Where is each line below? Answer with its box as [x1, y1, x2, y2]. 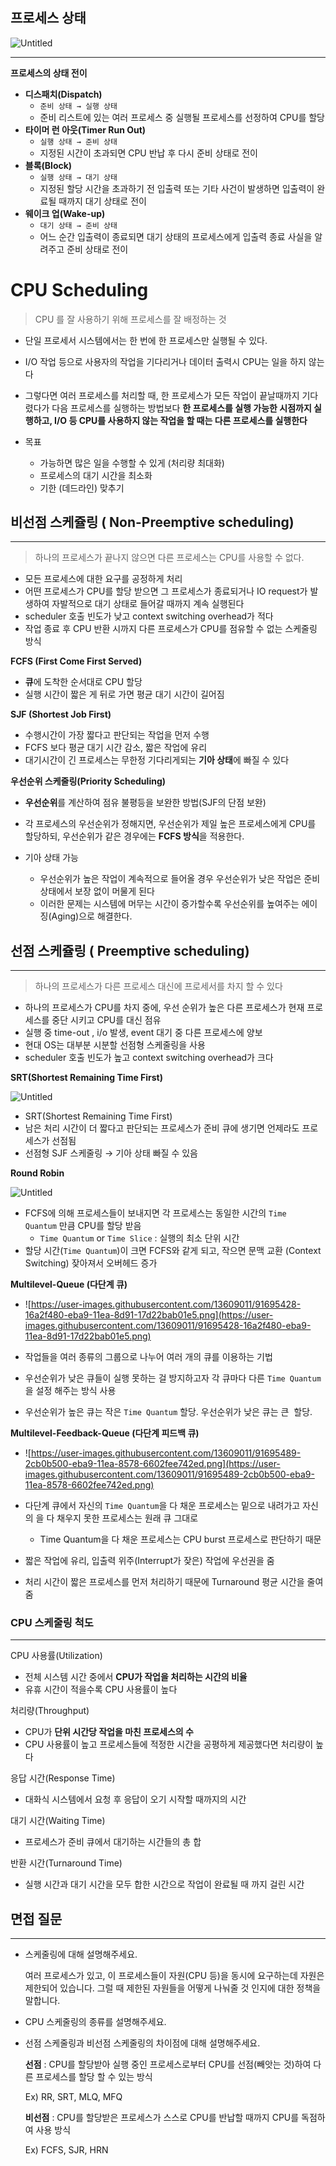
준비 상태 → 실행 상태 [39, 101, 118, 111]
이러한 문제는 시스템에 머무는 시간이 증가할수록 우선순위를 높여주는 [39, 898, 300, 910]
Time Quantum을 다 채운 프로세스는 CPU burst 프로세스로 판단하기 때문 [39, 1533, 322, 1546]
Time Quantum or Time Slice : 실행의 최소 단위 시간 [39, 1232, 240, 1244]
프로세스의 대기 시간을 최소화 [39, 469, 153, 481]
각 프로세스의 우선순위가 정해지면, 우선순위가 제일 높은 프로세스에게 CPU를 [24, 818, 317, 830]
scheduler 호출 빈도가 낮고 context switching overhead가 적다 [24, 610, 274, 622]
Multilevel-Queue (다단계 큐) [10, 1278, 128, 1291]
